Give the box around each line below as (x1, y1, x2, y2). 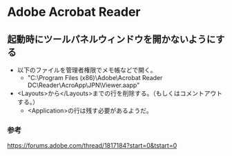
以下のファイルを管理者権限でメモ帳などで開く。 (17, 66, 157, 74)
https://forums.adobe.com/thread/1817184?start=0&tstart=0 (7, 142, 177, 150)
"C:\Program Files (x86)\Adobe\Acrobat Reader (27, 74, 163, 81)
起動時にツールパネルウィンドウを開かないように (7, 33, 216, 45)
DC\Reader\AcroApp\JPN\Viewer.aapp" (27, 81, 140, 89)
